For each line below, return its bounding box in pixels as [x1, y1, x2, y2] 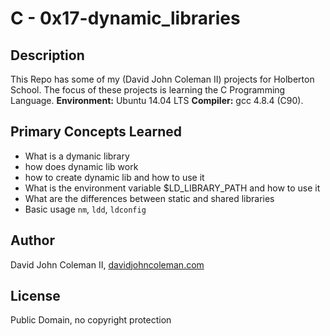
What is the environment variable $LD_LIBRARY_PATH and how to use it [24, 182, 321, 194]
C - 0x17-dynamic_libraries [10, 7, 241, 30]
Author [10, 232, 55, 249]
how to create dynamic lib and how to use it [24, 171, 205, 183]
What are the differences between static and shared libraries [24, 192, 275, 204]
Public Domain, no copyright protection [10, 314, 172, 326]
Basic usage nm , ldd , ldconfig [24, 203, 147, 215]
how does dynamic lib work [24, 160, 139, 172]
